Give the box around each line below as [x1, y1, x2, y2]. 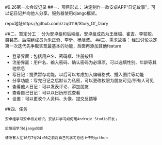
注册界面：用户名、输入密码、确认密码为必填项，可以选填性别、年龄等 [12, 60, 153, 65]
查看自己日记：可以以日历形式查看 [12, 90, 81, 96]
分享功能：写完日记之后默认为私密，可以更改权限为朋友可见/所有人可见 [12, 78, 154, 83]
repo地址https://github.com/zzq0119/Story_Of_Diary [5, 21, 109, 26]
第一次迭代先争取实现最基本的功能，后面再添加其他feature [5, 43, 121, 48]
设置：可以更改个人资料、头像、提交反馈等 [12, 96, 97, 101]
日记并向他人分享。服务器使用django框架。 [13, 10, 100, 16]
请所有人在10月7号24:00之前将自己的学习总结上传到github [5, 135, 108, 140]
